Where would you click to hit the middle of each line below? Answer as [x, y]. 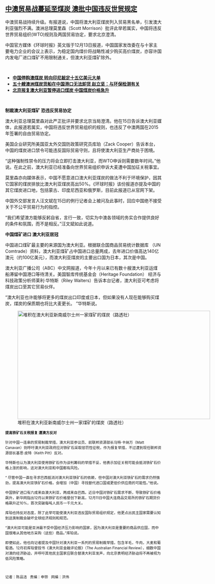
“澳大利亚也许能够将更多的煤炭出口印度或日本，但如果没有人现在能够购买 [80, 297]
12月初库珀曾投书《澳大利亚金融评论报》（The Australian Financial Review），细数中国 [88, 548]
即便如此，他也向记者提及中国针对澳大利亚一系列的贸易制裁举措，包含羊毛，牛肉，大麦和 [81, 543]
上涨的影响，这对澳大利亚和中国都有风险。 [45, 468]
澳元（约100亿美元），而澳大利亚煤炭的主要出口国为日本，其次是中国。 [77, 257]
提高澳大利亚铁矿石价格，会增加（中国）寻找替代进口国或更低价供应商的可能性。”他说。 [86, 483]
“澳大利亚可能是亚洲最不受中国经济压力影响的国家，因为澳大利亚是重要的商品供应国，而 [80, 528]
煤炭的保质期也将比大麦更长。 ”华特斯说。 [57, 303]
